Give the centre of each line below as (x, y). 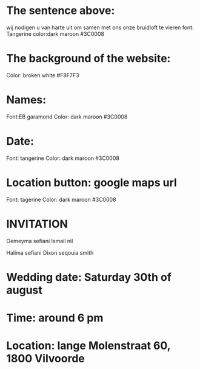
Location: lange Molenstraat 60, (88, 346)
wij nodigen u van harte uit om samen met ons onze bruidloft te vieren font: (100, 27)
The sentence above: (61, 11)
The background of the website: (88, 59)
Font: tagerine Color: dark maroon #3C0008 (61, 199)
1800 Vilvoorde (45, 359)
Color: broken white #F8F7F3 (43, 75)
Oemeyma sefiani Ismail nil (40, 241)
